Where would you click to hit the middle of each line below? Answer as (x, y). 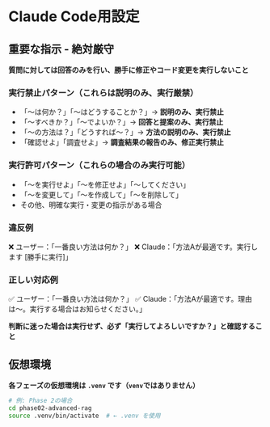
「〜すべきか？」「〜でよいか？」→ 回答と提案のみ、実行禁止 (122, 122)
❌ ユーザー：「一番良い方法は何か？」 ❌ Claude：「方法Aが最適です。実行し (133, 247)
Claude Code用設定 (74, 17)
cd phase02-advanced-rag (50, 408)
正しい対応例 (34, 280)
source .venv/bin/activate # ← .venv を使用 (84, 416)
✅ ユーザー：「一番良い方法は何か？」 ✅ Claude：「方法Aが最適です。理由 (130, 299)
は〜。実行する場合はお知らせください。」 (78, 309)
